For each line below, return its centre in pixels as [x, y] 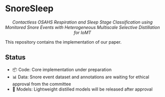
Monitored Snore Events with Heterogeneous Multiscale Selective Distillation [82, 27]
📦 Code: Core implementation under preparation [62, 70]
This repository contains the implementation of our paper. [63, 42]
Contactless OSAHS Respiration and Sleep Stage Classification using [82, 22]
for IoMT [82, 32]
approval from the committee [41, 84]
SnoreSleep [29, 9]
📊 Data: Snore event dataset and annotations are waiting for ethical [81, 77]
